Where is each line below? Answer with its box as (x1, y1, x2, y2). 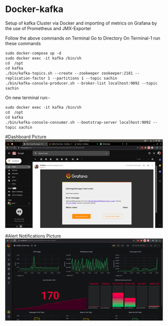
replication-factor (5, 76, 46, 81)
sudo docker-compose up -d (5, 51, 61, 56)
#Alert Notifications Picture (5, 233, 61, 239)
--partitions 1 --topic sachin (52, 76, 117, 81)
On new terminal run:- (5, 94, 50, 101)
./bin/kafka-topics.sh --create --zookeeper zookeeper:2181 (5, 71, 133, 76)
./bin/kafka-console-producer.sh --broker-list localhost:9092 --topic (5, 81, 157, 86)
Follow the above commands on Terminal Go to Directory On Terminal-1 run (5, 35, 160, 41)
